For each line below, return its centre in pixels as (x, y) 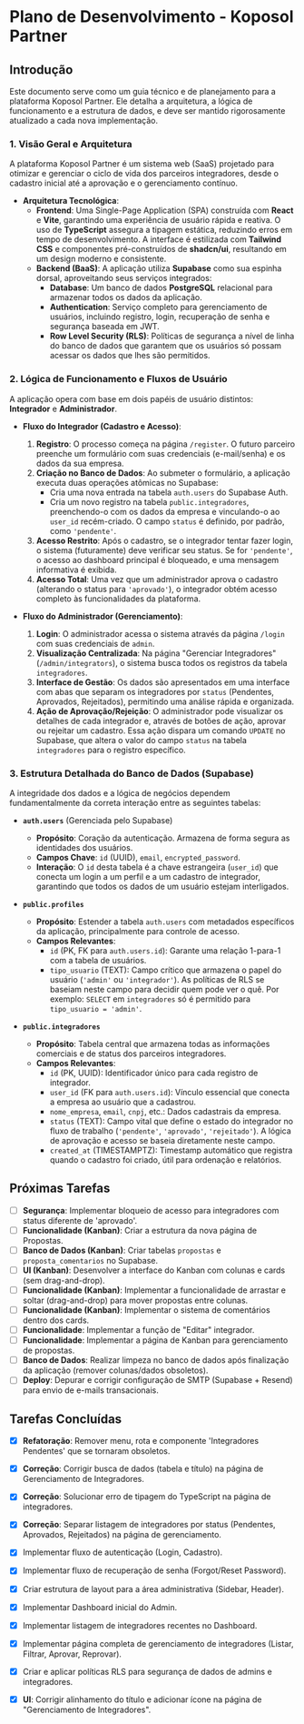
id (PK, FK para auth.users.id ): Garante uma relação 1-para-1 (165, 950)
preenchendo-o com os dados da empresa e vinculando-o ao (165, 511)
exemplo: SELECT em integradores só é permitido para (150, 999)
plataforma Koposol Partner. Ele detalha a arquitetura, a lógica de (131, 101)
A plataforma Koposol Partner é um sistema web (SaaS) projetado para (142, 164)
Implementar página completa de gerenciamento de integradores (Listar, (158, 1643)
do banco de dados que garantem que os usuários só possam (166, 346)
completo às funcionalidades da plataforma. (118, 599)
